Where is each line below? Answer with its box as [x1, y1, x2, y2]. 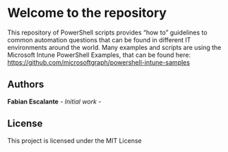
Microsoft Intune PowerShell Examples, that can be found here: [7, 51, 191, 59]
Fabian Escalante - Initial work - [7, 97, 102, 106]
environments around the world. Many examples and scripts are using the [7, 43, 222, 51]
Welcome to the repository [7, 5, 167, 21]
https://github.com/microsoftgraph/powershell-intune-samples [7, 58, 191, 66]
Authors [7, 79, 44, 91]
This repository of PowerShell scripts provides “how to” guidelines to [7, 28, 208, 37]
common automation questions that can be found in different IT [7, 35, 191, 44]
